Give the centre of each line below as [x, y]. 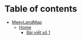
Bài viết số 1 [38, 32]
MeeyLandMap [27, 22]
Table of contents [41, 9]
